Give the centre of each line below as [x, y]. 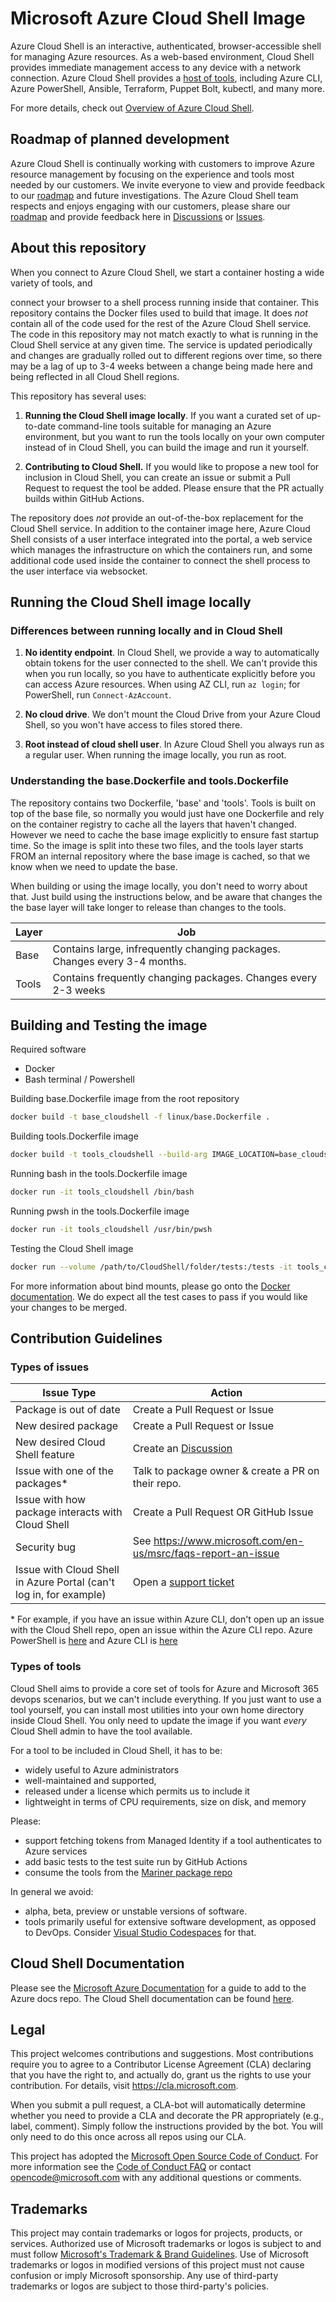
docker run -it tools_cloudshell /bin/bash [102, 1192]
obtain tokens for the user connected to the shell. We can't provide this [171, 663]
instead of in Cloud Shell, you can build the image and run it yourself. [166, 447]
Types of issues [50, 1367]
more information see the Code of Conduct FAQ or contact [131, 2167]
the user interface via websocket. [79, 571]
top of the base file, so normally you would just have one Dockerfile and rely [167, 813]
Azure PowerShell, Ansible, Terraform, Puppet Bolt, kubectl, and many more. [167, 88]
